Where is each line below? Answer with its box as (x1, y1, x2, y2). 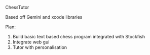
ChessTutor (5, 5, 29, 10)
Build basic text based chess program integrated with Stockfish (12, 34, 145, 39)
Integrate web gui (12, 39, 50, 45)
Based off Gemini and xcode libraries (5, 14, 83, 20)
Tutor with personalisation (12, 44, 67, 50)
